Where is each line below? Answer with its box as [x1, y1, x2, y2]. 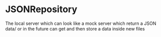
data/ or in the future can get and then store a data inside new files [5, 25, 145, 31]
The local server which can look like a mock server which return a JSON [5, 20, 156, 26]
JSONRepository [5, 4, 78, 15]
